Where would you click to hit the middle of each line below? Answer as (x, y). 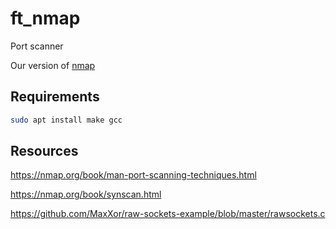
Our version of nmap (53, 65)
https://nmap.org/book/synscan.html (86, 194)
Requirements (55, 97)
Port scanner (37, 46)
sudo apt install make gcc (66, 120)
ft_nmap (45, 18)
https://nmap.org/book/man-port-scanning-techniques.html (133, 175)
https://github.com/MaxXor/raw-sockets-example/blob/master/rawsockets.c (168, 214)
